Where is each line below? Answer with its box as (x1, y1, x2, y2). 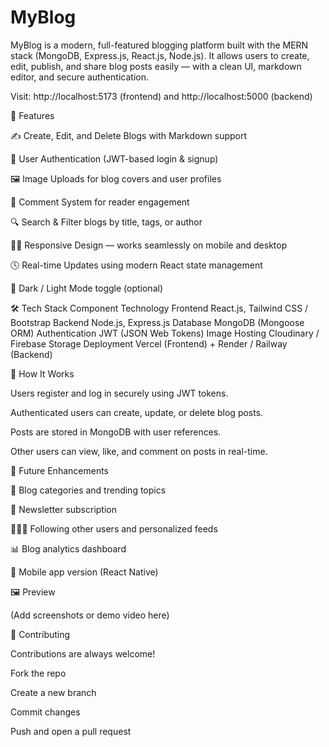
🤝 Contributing (10, 628, 71, 640)
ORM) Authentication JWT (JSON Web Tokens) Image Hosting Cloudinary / (10, 327, 320, 339)
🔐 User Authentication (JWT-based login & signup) (10, 152, 219, 165)
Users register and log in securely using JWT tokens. (10, 387, 229, 399)
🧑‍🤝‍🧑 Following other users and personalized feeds (10, 522, 218, 535)
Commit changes (10, 706, 81, 718)
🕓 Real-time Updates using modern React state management (10, 259, 263, 271)
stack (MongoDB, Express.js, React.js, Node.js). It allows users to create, (10, 49, 310, 61)
